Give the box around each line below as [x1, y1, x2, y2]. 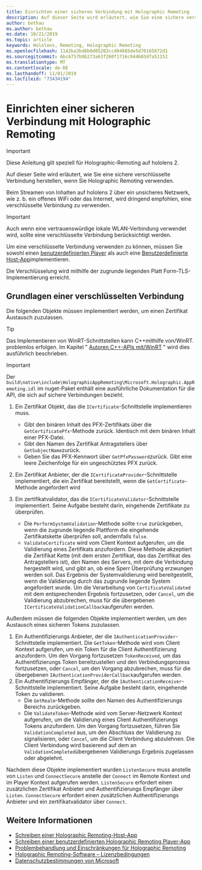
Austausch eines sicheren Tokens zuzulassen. [6, 621, 121, 628]
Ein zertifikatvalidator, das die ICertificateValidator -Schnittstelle [14, 495, 179, 503]
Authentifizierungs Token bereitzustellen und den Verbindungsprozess [14, 658, 190, 665]
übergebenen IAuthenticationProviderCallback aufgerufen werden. [14, 671, 182, 678]
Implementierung [6, 274, 49, 281]
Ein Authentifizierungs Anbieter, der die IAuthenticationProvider [14, 633, 176, 640]
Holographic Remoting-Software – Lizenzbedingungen [14, 850, 150, 858]
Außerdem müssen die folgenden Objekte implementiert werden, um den [6, 615, 187, 622]
